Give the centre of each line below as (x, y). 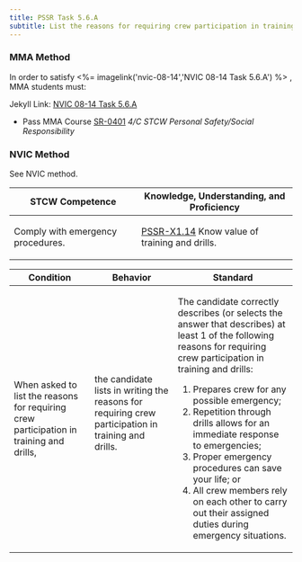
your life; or (217, 479)
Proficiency (214, 208)
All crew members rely (240, 491)
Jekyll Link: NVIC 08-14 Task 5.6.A (73, 103)
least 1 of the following (226, 335)
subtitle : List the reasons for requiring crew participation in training (152, 26)
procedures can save (237, 468)
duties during (221, 524)
